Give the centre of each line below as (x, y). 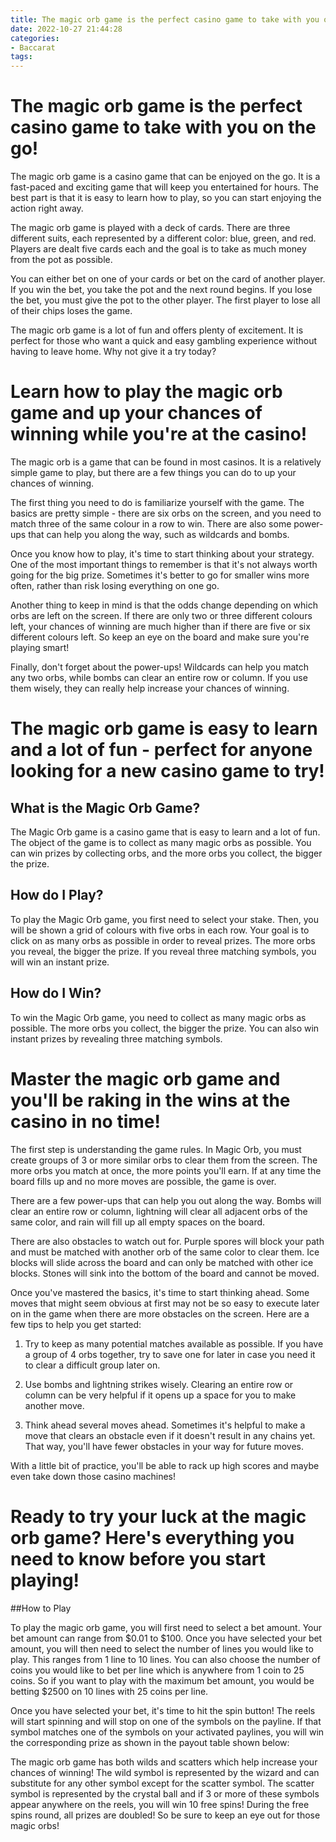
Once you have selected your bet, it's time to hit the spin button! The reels (163, 1710)
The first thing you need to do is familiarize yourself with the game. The (157, 502)
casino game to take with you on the (163, 127)
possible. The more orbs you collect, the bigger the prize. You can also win (165, 1028)
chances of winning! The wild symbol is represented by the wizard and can (165, 1772)
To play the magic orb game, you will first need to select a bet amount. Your (166, 1627)
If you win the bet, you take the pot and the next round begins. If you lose (161, 290)
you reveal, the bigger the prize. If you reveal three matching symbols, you (163, 951)
